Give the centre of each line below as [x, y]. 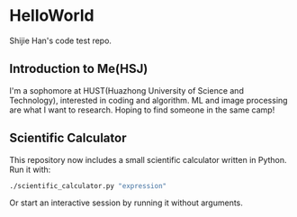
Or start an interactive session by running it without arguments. [126, 203]
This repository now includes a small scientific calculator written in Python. [148, 159]
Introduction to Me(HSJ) [79, 69]
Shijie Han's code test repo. [61, 41]
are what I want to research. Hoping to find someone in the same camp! [142, 110]
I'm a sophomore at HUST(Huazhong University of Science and [127, 90]
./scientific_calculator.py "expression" [88, 185]
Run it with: [30, 169]
